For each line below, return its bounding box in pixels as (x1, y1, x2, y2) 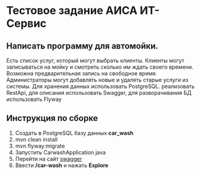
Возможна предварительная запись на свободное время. (6, 70, 157, 77)
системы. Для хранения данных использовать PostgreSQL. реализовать (6, 83, 195, 90)
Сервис (6, 16, 47, 30)
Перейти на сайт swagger (15, 155, 82, 162)
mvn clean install (15, 136, 58, 143)
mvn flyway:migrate (15, 142, 65, 149)
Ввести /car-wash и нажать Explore (15, 162, 108, 169)
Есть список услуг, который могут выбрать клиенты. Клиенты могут (6, 57, 185, 64)
